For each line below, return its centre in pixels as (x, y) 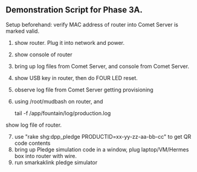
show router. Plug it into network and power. (69, 42)
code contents (32, 143)
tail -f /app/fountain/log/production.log (63, 113)
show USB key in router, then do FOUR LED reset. (76, 78)
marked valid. (23, 31)
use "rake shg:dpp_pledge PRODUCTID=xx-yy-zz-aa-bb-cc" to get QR (103, 136)
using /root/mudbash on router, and (59, 101)
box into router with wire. (45, 156)
